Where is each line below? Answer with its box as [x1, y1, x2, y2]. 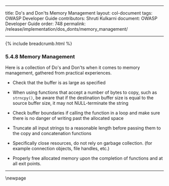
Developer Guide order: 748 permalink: [5, 21, 86, 27]
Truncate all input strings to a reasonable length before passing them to [12, 125, 161, 131]
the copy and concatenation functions [12, 131, 92, 137]
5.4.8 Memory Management [5, 53, 75, 60]
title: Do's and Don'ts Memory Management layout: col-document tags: [5, 10, 152, 16]
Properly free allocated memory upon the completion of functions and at [12, 155, 163, 161]
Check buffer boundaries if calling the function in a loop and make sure [12, 110, 160, 116]
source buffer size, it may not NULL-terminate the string [12, 100, 129, 106]
